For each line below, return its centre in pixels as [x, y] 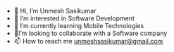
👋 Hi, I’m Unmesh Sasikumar [55, 11]
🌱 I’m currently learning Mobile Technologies [79, 26]
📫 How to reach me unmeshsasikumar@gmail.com [88, 41]
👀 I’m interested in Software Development [74, 18]
